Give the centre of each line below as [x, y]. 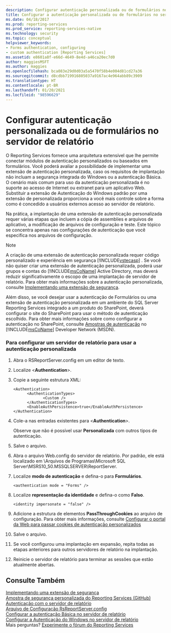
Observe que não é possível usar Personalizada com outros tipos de [85, 430]
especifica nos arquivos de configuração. [49, 235]
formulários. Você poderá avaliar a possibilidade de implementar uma [78, 166]
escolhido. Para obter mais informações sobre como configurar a [74, 319]
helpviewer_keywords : [29, 43]
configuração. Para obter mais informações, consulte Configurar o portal [89, 519]
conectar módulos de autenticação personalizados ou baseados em [77, 161]
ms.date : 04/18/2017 [28, 19]
